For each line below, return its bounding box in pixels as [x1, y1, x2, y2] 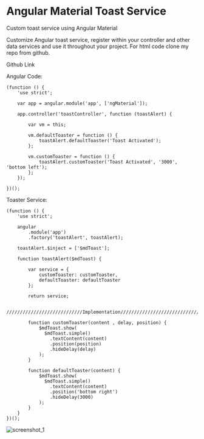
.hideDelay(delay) [49, 346, 97, 352]
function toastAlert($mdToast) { [17, 255, 102, 262]
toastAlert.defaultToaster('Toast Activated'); [38, 137, 162, 143]
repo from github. [6, 49, 50, 56]
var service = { [28, 266, 69, 272]
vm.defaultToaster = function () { [28, 132, 118, 138]
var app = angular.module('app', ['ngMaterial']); [17, 100, 148, 106]
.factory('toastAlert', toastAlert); [28, 234, 123, 241]
